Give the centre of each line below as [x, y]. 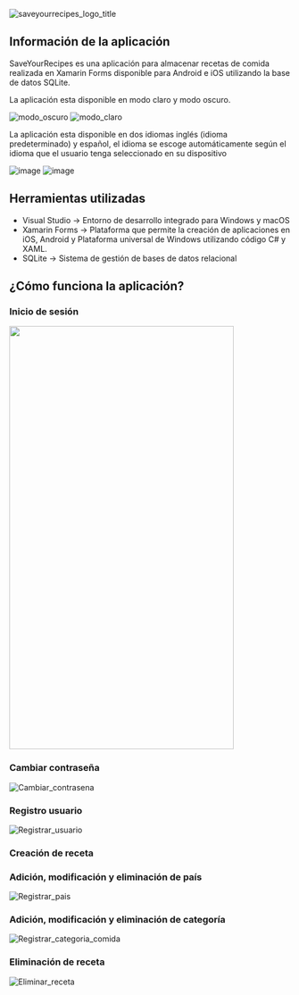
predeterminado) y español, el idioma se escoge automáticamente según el [148, 144]
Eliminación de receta [57, 962]
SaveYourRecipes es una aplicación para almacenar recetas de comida [140, 63]
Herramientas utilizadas [77, 199]
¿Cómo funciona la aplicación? [97, 286]
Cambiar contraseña [54, 768]
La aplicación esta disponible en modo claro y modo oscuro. [120, 99]
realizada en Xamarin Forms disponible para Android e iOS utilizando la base [149, 72]
